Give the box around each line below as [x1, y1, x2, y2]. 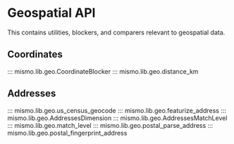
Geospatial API [7, 5, 96, 21]
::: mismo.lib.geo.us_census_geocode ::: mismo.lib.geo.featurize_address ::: [7, 106, 227, 114]
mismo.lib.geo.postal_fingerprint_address [7, 129, 128, 137]
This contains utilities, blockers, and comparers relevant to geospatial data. [7, 28, 226, 37]
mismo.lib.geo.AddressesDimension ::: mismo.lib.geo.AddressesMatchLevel [7, 114, 228, 122]
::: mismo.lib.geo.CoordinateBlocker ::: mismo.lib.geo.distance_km [7, 67, 199, 75]
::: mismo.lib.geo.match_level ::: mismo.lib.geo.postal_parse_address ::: [7, 121, 214, 129]
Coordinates [7, 48, 63, 60]
